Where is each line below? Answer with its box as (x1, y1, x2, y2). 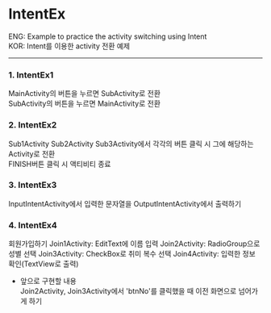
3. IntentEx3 (8, 179, 57, 190)
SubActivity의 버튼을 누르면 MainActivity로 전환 (8, 98, 161, 109)
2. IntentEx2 (8, 119, 57, 131)
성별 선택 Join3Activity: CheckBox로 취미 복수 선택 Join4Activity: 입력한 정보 (8, 249, 256, 259)
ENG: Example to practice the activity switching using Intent (8, 31, 207, 41)
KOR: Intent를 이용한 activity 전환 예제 (8, 41, 131, 51)
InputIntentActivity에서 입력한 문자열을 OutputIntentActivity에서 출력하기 (8, 198, 242, 208)
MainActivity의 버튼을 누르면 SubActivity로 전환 (8, 89, 161, 98)
